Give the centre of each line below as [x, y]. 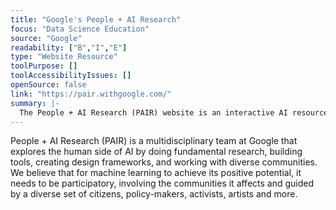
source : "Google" [46, 38]
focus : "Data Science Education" [80, 29]
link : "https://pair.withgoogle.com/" [91, 94]
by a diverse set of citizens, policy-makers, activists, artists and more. [154, 194]
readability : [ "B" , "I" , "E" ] [69, 47]
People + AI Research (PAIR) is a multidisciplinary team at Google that [154, 141]
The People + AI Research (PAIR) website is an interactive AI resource [174, 112]
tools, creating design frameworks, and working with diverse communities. [164, 162]
